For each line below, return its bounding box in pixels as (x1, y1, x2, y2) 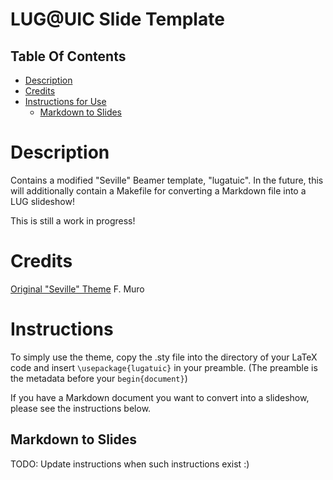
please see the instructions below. (10, 402, 152, 414)
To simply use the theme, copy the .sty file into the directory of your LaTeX (10, 351, 318, 363)
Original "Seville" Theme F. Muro (10, 283, 145, 295)
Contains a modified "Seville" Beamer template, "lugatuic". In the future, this (10, 174, 324, 186)
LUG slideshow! (10, 195, 75, 207)
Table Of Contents (10, 48, 127, 65)
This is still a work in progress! (10, 214, 136, 227)
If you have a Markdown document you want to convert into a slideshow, (10, 391, 310, 403)
